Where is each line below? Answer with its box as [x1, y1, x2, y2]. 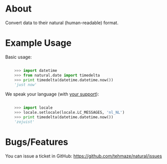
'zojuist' [14, 119, 35, 124]
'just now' [14, 82, 37, 87]
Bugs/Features [5, 136, 68, 148]
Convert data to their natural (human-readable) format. [5, 20, 119, 26]
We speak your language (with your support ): [5, 91, 99, 97]
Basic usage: [5, 54, 32, 60]
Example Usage [5, 37, 72, 49]
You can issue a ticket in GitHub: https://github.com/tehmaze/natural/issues [5, 153, 162, 159]
